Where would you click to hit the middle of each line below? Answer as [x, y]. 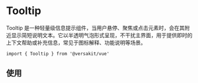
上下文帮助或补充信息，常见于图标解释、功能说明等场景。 [76, 42]
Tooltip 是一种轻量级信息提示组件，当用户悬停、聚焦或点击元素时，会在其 [95, 28]
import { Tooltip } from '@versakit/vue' [58, 54]
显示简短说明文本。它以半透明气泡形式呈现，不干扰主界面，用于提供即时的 [102, 35]
